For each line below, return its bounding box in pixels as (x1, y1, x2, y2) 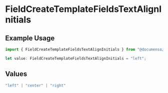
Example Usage (5, 34, 55, 42)
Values (5, 70, 27, 78)
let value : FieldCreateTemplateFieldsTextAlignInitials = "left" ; (5, 56, 146, 61)
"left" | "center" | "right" (5, 83, 66, 88)
